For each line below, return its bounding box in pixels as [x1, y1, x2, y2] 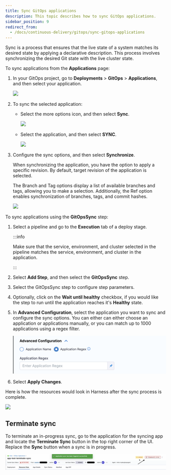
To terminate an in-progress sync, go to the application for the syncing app [5, 433, 163, 439]
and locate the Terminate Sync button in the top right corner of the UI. [5, 438, 154, 444]
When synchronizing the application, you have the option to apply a [12, 162, 155, 168]
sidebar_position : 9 [5, 19, 50, 24]
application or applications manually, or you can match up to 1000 [12, 320, 152, 327]
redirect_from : [5, 25, 38, 30]
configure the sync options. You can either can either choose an [12, 315, 148, 321]
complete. [5, 394, 27, 400]
